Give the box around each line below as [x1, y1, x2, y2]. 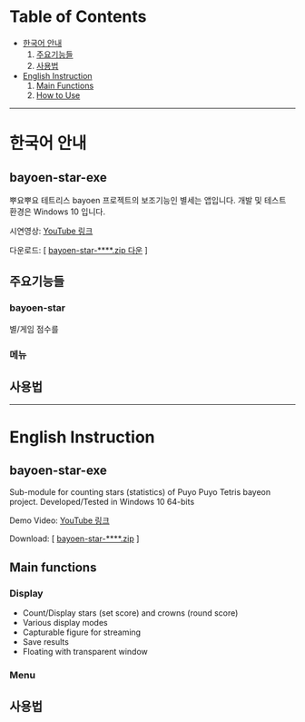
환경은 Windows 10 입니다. [9, 206, 106, 217]
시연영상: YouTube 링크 [9, 225, 93, 236]
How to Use [35, 89, 81, 101]
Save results [22, 637, 70, 648]
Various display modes [22, 618, 108, 628]
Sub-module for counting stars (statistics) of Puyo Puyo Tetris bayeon [9, 487, 271, 498]
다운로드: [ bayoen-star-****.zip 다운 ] [9, 244, 148, 255]
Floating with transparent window [22, 647, 148, 658]
